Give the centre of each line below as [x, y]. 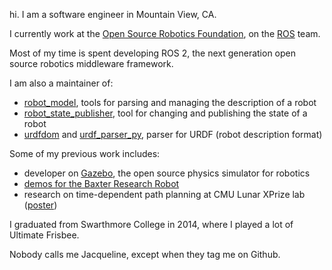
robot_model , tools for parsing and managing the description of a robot [170, 102]
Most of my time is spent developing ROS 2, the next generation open [152, 53]
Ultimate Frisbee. [44, 235]
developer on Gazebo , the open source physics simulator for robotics [167, 173]
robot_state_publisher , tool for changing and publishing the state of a [165, 113]
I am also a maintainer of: [61, 83]
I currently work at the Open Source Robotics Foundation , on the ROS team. [165, 33]
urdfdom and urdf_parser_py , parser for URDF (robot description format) [173, 134]
